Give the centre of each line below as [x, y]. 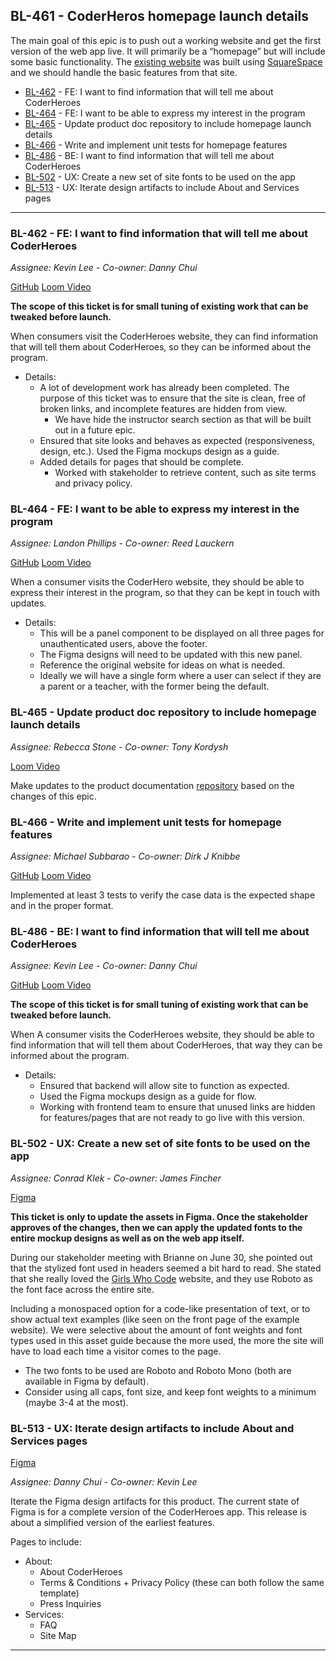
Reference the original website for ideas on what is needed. [162, 665]
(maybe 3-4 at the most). [76, 1402]
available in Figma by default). [86, 1381]
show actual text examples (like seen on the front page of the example [155, 1319]
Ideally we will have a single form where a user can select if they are [180, 676]
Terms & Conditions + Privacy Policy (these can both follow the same [182, 1582]
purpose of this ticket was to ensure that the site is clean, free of [173, 398]
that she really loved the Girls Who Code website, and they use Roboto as [161, 1278]
